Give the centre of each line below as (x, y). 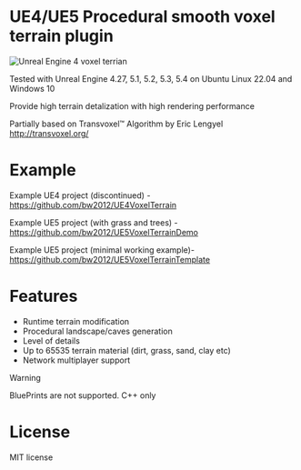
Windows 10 (32, 88)
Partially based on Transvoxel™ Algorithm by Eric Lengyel (116, 124)
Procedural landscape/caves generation (97, 331)
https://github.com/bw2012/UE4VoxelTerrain (93, 205)
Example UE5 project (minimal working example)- (102, 250)
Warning (25, 377)
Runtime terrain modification (76, 321)
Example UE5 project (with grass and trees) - (94, 222)
